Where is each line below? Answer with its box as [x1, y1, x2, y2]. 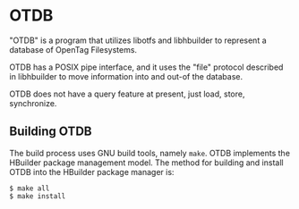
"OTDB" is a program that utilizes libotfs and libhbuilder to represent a [9, 35, 267, 46]
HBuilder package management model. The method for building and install [9, 157, 284, 168]
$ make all [9, 184, 50, 193]
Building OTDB [9, 124, 92, 139]
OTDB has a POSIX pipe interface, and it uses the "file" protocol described [9, 62, 284, 72]
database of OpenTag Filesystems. [9, 44, 137, 54]
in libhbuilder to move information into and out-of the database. [9, 71, 243, 81]
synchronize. [9, 97, 57, 108]
